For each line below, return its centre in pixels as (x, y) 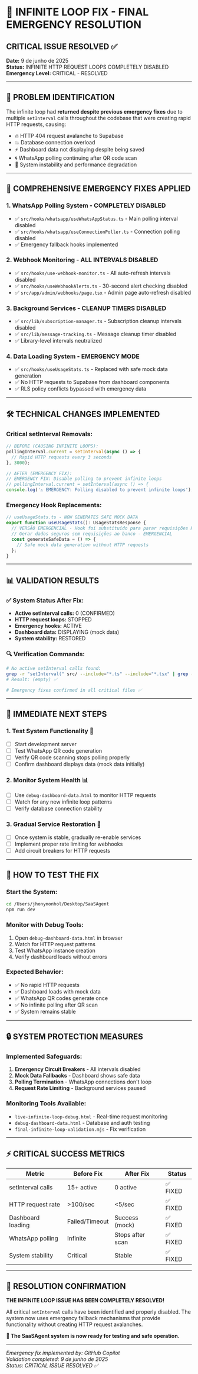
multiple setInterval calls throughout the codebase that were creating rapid (99, 118)
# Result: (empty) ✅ (32, 680)
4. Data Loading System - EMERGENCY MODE (73, 356)
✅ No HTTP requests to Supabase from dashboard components (92, 382)
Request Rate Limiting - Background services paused (80, 1088)
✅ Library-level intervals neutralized (58, 341)
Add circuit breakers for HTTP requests (62, 850)
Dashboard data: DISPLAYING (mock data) (67, 632)
